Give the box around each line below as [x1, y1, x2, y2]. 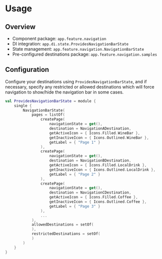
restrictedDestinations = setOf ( [31, 231, 100, 236]
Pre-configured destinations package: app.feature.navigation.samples [12, 51, 157, 57]
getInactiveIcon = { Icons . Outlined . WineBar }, [49, 135, 149, 140]
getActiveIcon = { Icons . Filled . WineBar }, [49, 130, 140, 135]
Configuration [5, 65, 49, 74]
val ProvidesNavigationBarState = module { [5, 98, 96, 103]
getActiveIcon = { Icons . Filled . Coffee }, [49, 195, 138, 200]
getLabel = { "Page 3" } [49, 204, 100, 209]
